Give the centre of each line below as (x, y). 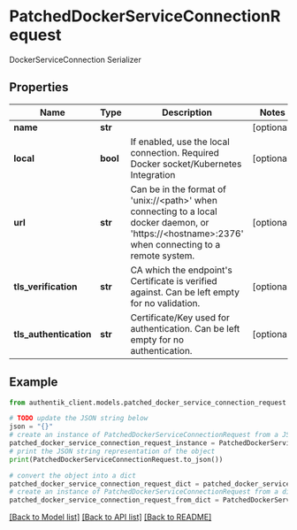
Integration (153, 174)
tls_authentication (53, 334)
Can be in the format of (179, 189)
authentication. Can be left (185, 328)
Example (34, 382)
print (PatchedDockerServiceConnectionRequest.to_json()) (116, 459)
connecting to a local (174, 211)
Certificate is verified (174, 280)
